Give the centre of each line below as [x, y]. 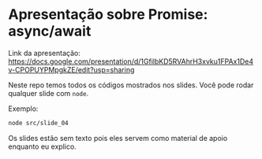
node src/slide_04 [38, 123]
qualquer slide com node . [49, 93]
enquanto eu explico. [42, 146]
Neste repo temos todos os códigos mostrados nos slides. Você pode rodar [131, 85]
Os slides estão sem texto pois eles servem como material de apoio [118, 138]
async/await [50, 31]
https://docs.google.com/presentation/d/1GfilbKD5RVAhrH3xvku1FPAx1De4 [131, 61]
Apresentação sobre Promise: [108, 15]
